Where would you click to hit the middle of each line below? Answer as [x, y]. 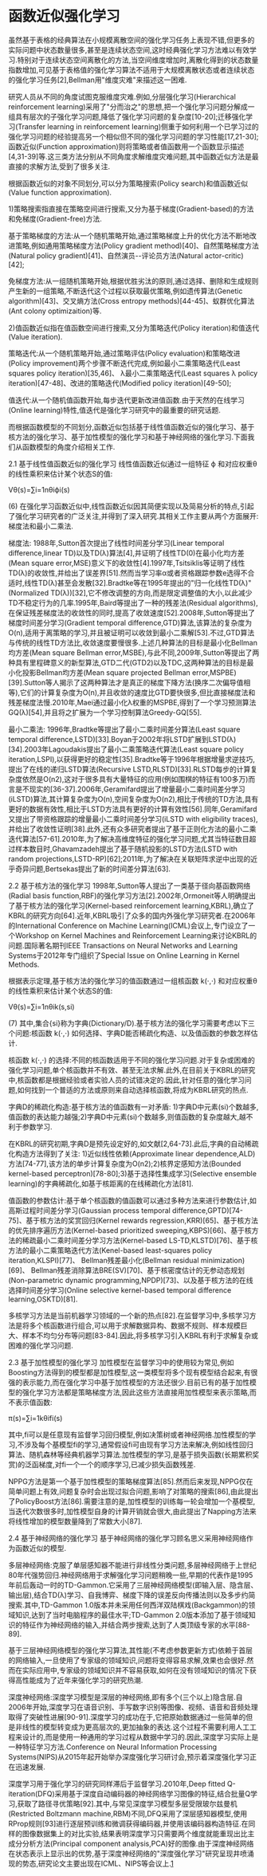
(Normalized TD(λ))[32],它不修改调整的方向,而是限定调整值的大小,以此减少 [130, 593]
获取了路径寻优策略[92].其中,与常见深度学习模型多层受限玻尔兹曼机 [127, 1803]
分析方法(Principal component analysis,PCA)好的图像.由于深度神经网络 [138, 1843]
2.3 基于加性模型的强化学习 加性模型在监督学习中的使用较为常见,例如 [121, 1362]
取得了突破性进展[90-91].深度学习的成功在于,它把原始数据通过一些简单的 [127, 1717]
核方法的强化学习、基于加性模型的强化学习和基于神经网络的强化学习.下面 [128, 437]
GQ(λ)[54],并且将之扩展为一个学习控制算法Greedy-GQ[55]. [105, 712]
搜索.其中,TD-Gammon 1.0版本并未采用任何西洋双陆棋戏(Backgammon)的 [128, 1605]
